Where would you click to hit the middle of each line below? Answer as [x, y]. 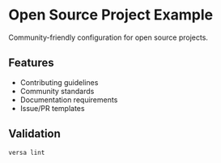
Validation [34, 134]
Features [31, 63]
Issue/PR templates [52, 108]
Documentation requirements [69, 100]
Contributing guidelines [59, 82]
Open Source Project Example [110, 15]
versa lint [27, 152]
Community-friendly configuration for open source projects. [108, 37]
